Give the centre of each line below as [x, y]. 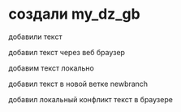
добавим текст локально [52, 68]
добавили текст [35, 37]
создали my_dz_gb [74, 14]
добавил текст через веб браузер [67, 52]
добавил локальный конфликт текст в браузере [90, 99]
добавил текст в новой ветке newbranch [78, 84]
